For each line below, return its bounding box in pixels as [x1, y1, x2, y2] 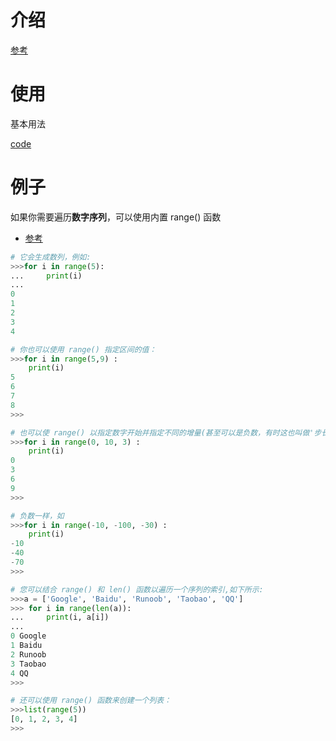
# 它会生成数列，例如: [10, 252, 92, 262]
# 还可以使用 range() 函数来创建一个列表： [10, 696, 172, 706]
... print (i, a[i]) [10, 612, 110, 623]
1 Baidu [10, 641, 43, 651]
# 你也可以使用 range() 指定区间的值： [10, 344, 157, 355]
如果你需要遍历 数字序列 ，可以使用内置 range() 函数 [10, 211, 222, 223]
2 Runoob [10, 649, 47, 660]
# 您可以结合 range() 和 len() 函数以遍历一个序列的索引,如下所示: [10, 584, 264, 595]
